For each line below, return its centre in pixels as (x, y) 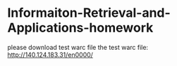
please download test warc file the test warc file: (78, 47)
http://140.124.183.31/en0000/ (50, 55)
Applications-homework (80, 28)
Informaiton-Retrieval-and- (89, 13)
